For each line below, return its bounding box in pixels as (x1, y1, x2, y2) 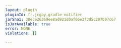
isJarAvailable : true (5, 21, 51, 27)
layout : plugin (5, 7, 37, 13)
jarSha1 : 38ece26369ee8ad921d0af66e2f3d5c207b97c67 (5, 17, 116, 22)
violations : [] (5, 31, 37, 36)
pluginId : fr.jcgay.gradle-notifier (5, 12, 82, 17)
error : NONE (5, 26, 30, 31)
